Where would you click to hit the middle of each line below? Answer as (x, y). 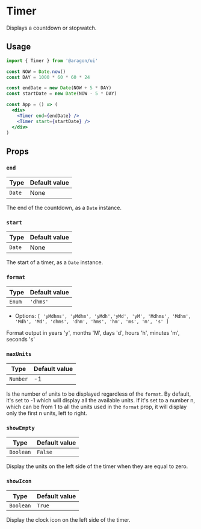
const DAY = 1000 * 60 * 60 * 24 (48, 77)
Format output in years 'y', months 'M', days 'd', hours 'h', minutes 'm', (93, 332)
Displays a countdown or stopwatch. (51, 28)
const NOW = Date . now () (36, 71)
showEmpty (20, 428)
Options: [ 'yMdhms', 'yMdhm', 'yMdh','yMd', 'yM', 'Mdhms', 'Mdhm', (103, 315)
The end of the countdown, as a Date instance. (64, 208)
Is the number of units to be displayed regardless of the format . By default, (99, 394)
